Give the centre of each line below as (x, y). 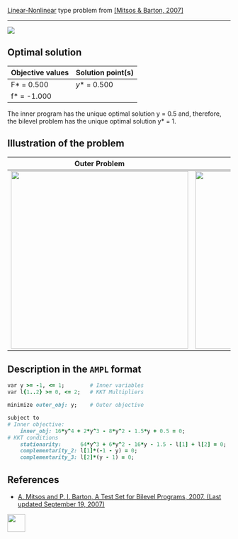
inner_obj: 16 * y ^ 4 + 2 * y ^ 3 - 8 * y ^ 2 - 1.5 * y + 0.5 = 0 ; (103, 431)
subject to (23, 418)
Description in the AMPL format (74, 370)
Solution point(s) (104, 72)
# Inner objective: (36, 424)
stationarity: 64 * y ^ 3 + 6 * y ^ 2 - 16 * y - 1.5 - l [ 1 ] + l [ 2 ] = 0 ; (123, 444)
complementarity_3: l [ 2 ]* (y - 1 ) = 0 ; (77, 457)
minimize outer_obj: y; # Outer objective (75, 405)
